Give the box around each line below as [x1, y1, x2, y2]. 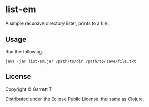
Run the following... [5, 48, 46, 55]
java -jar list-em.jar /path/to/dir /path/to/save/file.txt [5, 59, 137, 64]
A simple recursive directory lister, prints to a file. [5, 20, 109, 26]
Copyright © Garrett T [5, 86, 52, 92]
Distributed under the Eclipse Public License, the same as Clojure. [5, 96, 144, 102]
